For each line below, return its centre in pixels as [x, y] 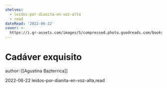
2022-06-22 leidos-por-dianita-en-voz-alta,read [55, 80]
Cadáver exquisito [43, 57]
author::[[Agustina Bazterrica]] [37, 71]
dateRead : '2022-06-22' [30, 23]
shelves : [14, 10]
